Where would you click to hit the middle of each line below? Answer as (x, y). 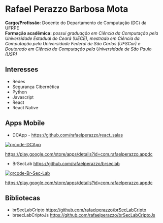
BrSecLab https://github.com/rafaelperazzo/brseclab (66, 163)
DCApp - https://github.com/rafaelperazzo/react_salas (67, 135)
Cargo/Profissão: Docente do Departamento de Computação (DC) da (76, 23)
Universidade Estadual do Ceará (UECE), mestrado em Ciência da (72, 38)
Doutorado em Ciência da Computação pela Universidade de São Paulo (78, 49)
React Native (25, 107)
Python (19, 92)
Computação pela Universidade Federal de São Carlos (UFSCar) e (73, 43)
